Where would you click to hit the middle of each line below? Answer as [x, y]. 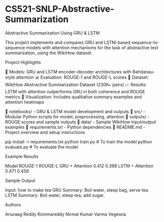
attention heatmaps [24, 102]
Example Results [22, 156]
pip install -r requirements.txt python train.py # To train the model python [79, 142]
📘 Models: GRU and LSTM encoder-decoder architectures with [68, 71]
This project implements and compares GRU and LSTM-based [68, 42]
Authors [13, 204]
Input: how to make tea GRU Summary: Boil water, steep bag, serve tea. [77, 190]
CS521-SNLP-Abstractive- [60, 9]
